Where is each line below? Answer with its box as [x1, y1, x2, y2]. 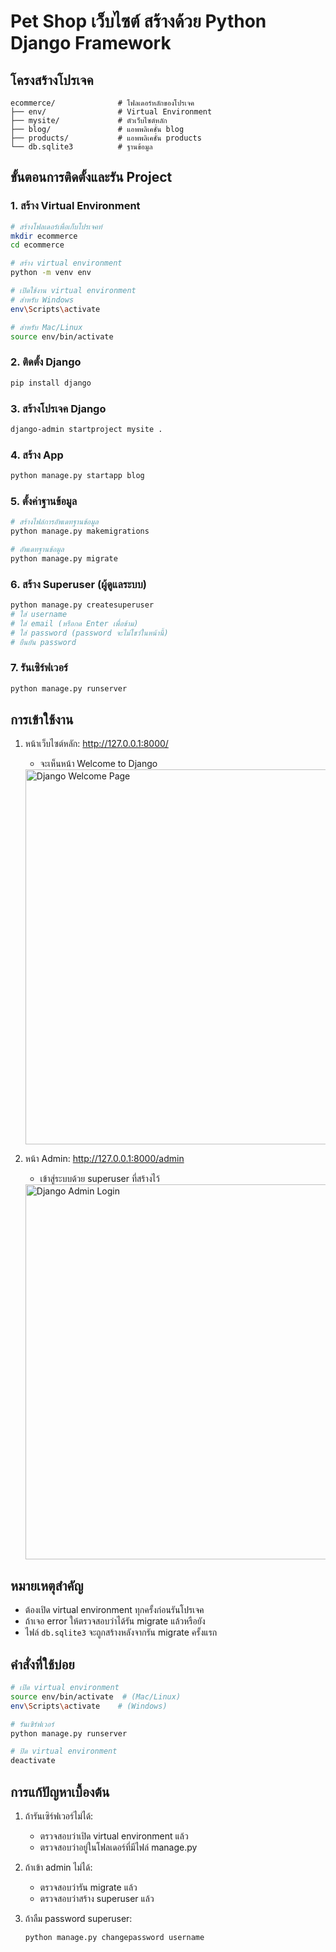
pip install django [10, 378, 92, 388]
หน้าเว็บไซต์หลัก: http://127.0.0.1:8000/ [24, 738, 169, 750]
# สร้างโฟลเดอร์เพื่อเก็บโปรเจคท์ [10, 221, 103, 232]
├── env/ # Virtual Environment [10, 107, 213, 117]
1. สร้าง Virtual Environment [10, 199, 141, 213]
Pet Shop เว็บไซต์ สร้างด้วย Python [10, 10, 267, 33]
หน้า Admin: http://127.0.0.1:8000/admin [24, 1153, 185, 1165]
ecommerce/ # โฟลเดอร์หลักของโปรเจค [10, 98, 195, 108]
